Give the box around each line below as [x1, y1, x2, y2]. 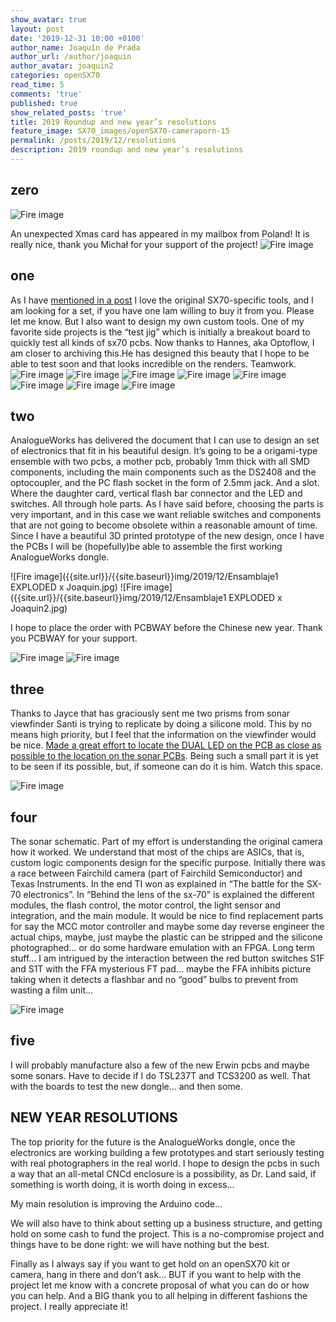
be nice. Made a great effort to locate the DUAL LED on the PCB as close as [10, 739, 322, 751]
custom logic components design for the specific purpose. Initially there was [10, 856, 326, 868]
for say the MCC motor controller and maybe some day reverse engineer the [10, 920, 325, 932]
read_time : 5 [10, 80, 65, 90]
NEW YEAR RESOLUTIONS [10, 1109, 178, 1126]
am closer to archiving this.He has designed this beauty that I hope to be [10, 347, 310, 359]
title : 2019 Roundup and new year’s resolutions [10, 117, 217, 127]
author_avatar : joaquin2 [10, 61, 114, 71]
